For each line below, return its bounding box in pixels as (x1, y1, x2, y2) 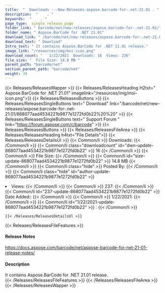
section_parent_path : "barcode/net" (5, 67, 80, 72)
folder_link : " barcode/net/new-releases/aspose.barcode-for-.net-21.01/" (5, 26, 162, 31)
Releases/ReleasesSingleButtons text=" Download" (5, 100, 109, 106)
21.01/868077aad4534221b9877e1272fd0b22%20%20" (5, 111, 118, 117)
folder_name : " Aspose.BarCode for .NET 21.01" (5, 30, 105, 35)
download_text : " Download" (5, 39, 63, 44)
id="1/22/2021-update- (68, 199, 115, 205)
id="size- (126, 153, 146, 159)
